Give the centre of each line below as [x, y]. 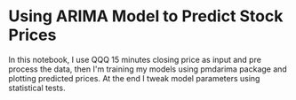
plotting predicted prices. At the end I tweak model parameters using [134, 78]
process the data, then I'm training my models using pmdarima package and [148, 69]
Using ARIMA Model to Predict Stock [146, 16]
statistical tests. [37, 88]
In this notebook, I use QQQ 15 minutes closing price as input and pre [135, 59]
